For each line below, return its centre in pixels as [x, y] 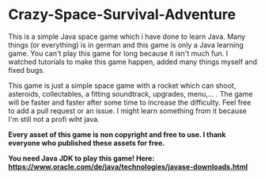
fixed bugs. [26, 70]
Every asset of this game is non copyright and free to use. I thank [117, 134]
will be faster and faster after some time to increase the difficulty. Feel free [130, 102]
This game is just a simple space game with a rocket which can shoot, [122, 86]
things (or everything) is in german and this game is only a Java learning [126, 44]
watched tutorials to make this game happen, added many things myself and [133, 62]
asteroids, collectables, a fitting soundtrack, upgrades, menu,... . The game [131, 93]
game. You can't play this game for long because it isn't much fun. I [118, 53]
